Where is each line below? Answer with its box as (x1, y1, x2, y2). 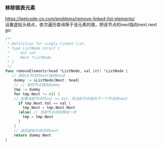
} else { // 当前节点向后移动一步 (18, 110, 77, 115)
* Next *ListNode (7, 55, 51, 60)
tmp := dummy (14, 87, 41, 92)
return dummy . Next (14, 133, 51, 138)
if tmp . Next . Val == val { (18, 101, 71, 106)
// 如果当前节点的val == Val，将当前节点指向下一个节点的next (14, 96, 128, 101)
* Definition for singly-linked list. (7, 41, 87, 46)
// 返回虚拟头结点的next (14, 128, 59, 133)
